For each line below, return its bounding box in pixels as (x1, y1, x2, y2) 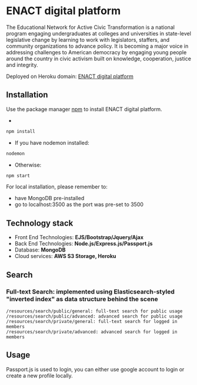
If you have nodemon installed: (14, 139, 89, 146)
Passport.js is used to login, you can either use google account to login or (6, 366, 185, 373)
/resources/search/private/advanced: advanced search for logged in (6, 329, 178, 335)
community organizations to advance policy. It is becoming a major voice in (6, 43, 189, 50)
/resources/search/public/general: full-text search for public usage (6, 308, 183, 314)
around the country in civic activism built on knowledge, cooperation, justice (6, 55, 191, 62)
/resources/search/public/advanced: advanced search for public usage (6, 313, 183, 319)
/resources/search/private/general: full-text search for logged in (6, 318, 178, 324)
